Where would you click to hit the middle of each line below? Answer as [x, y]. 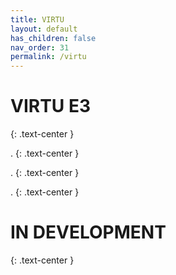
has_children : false [53, 38]
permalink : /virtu [48, 57]
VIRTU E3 [51, 106]
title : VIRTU [37, 19]
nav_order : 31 [40, 47]
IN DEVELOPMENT [88, 232]
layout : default [44, 29]
